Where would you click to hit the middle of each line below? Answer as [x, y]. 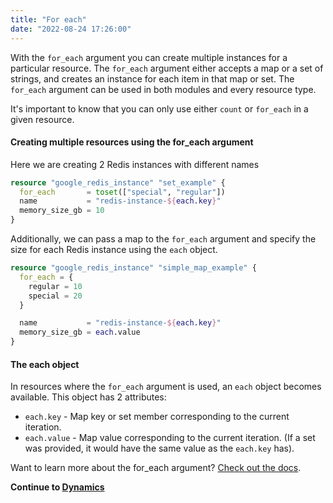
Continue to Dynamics [57, 487]
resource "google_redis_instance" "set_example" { [118, 182]
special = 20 [55, 296]
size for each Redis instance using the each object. [114, 250]
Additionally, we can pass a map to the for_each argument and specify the [163, 239]
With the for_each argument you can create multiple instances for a [149, 57]
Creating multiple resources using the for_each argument [132, 142]
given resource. [42, 119]
